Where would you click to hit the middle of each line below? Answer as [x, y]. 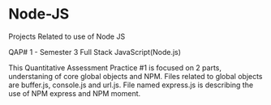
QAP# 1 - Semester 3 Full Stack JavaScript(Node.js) [95, 52]
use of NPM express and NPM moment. [75, 93]
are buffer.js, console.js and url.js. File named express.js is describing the [131, 85]
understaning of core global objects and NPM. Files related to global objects [135, 76]
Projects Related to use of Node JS [67, 36]
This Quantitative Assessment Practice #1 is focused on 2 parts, [115, 67]
